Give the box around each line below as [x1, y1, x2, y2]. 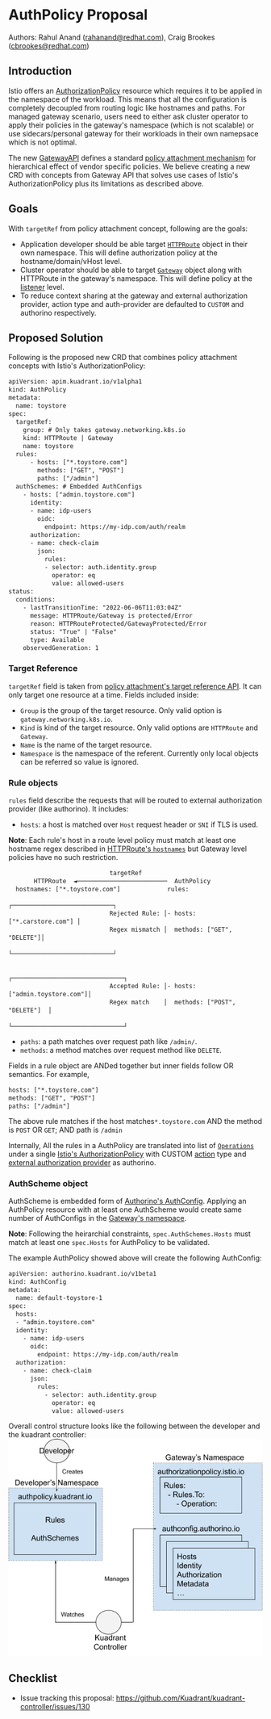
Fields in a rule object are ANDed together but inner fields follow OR [8, 1060, 234, 1071]
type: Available [29, 636, 85, 644]
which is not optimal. [8, 137, 77, 147]
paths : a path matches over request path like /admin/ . [19, 1036, 198, 1046]
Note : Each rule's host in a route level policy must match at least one [8, 835, 236, 845]
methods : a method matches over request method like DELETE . [19, 1045, 222, 1054]
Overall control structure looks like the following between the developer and [8, 1421, 261, 1431]
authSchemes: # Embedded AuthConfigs [15, 483, 143, 491]
